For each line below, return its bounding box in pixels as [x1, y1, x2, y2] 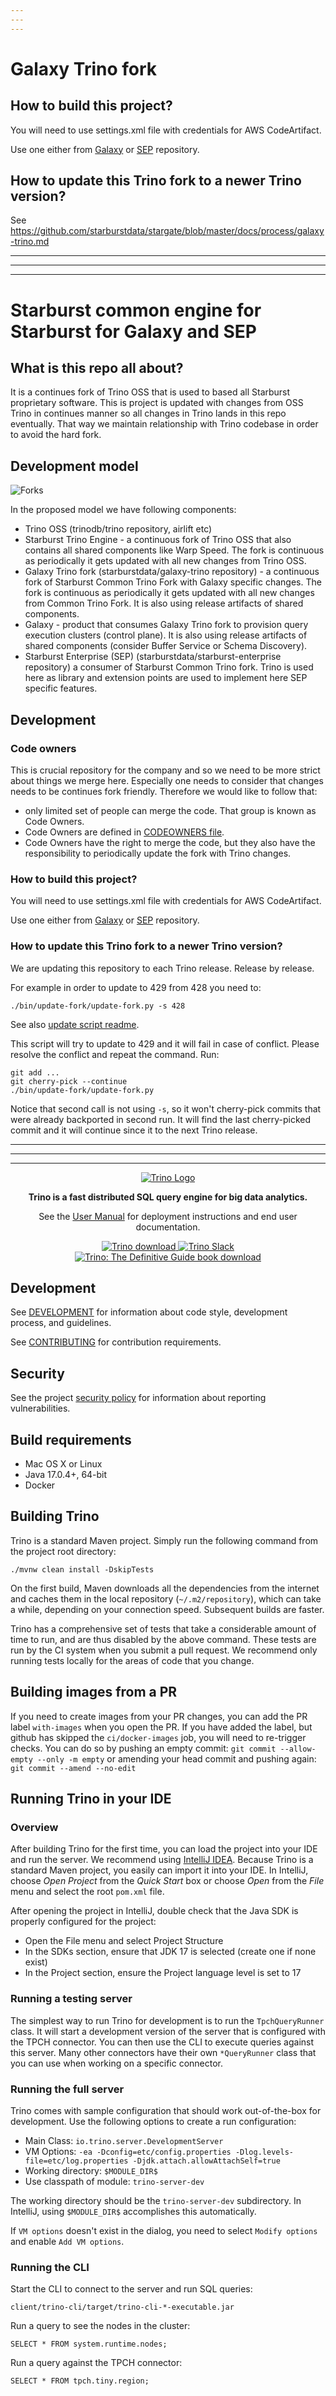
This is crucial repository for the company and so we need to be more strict [10, 764, 321, 776]
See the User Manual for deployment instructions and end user [38, 1210, 298, 1222]
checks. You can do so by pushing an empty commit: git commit [10, 1742, 277, 1754]
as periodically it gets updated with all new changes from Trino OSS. [24, 555, 307, 567]
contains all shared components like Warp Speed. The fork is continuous [24, 544, 325, 556]
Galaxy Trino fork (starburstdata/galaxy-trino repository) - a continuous [24, 566, 320, 578]
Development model [10, 457, 139, 475]
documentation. [135, 1221, 201, 1233]
